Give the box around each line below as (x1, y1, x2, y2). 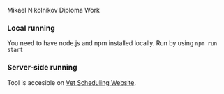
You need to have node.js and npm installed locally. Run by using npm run (7, 39, 218, 47)
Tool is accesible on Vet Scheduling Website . (7, 78, 136, 86)
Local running (7, 23, 56, 33)
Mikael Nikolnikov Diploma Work (7, 6, 100, 14)
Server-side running (7, 63, 78, 72)
